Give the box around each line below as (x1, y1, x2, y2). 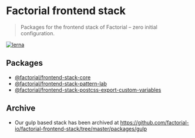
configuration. (20, 29, 55, 36)
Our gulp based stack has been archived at (14, 119, 119, 126)
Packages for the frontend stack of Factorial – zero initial (20, 23, 157, 31)
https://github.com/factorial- (120, 119, 189, 126)
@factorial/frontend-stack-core (14, 73, 91, 80)
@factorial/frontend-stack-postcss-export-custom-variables (14, 86, 162, 93)
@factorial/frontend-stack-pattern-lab (14, 80, 107, 87)
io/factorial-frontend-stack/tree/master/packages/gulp (14, 125, 147, 132)
